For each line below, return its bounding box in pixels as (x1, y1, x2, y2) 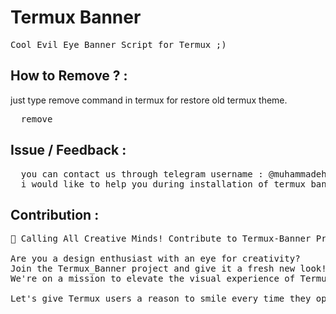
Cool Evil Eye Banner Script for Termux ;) (10, 39, 227, 50)
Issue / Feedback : (10, 142, 127, 159)
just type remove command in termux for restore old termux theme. (10, 94, 288, 106)
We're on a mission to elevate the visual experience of (10, 273, 296, 285)
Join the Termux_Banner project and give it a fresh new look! (10, 263, 327, 275)
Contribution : (10, 206, 100, 223)
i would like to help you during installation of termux (20, 178, 307, 190)
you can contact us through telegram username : (20, 168, 264, 180)
